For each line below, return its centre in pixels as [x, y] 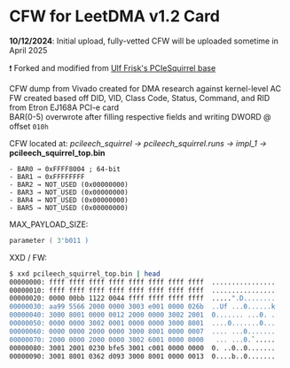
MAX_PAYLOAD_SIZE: [49, 224]
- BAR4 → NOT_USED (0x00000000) [69, 200]
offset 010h [29, 126]
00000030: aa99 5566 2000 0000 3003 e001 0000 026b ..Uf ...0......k [142, 307]
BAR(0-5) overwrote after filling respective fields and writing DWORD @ [141, 116]
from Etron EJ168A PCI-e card [64, 107]
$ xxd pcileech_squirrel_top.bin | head [85, 274]
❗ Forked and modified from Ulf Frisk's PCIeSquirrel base [113, 67]
